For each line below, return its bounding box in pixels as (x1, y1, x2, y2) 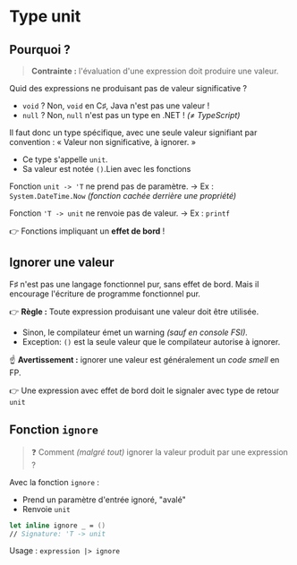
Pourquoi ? (9, 42, 72, 57)
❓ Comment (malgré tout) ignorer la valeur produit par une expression (30, 446, 289, 458)
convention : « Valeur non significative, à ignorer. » (9, 137, 197, 147)
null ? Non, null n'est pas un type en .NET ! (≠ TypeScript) (21, 110, 241, 120)
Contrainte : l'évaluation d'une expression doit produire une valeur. (30, 65, 279, 76)
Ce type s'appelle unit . (21, 154, 108, 165)
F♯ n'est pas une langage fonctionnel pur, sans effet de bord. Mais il (9, 278, 259, 289)
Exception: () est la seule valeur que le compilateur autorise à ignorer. (21, 336, 281, 347)
